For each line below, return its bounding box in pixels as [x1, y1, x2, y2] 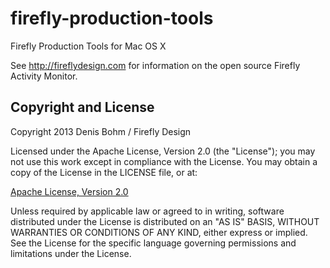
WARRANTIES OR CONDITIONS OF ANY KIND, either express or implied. [10, 226, 308, 238]
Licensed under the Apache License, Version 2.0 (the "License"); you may [10, 145, 316, 157]
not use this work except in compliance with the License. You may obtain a [10, 155, 318, 167]
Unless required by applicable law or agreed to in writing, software [10, 205, 285, 217]
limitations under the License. [10, 247, 132, 259]
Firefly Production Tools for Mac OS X [10, 40, 167, 52]
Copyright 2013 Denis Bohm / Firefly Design [10, 125, 192, 137]
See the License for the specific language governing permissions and [10, 237, 297, 249]
